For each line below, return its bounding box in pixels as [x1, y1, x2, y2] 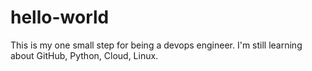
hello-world [10, 6, 110, 29]
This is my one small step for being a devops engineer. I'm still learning [10, 39, 303, 51]
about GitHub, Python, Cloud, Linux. [10, 49, 159, 61]
